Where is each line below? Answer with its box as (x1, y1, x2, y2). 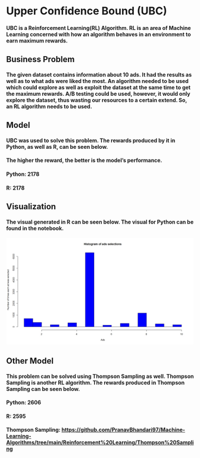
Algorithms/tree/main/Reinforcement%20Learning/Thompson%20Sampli (6, 439, 194, 446)
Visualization (6, 201, 57, 212)
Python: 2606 (6, 399, 42, 406)
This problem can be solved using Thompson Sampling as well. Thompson (6, 372, 194, 380)
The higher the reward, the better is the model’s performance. (6, 157, 162, 164)
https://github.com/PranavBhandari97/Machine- (61, 426, 186, 433)
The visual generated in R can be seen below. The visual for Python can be (6, 218, 194, 225)
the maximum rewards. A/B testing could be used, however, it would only (6, 90, 190, 97)
